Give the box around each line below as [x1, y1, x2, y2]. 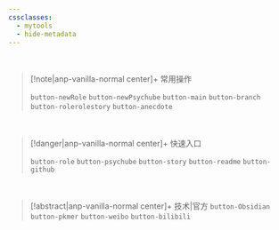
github [29, 165, 55, 174]
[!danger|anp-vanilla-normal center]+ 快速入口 [29, 139, 202, 149]
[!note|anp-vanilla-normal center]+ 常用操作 [29, 74, 193, 84]
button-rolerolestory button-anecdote [29, 103, 173, 112]
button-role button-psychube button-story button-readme [29, 157, 242, 167]
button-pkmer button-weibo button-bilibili [29, 212, 191, 222]
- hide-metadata [16, 29, 77, 38]
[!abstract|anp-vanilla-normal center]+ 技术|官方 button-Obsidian [29, 201, 271, 211]
